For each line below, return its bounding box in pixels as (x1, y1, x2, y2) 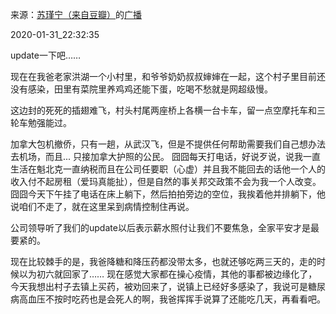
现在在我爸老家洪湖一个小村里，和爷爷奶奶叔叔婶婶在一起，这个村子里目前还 (10, 71, 326, 82)
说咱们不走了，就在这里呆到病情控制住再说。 (10, 201, 195, 212)
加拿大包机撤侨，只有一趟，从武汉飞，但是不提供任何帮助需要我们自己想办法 (10, 138, 326, 150)
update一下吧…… (10, 49, 82, 61)
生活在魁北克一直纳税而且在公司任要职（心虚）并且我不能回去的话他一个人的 (10, 163, 326, 175)
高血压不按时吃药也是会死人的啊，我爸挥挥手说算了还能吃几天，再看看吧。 (18, 293, 326, 305)
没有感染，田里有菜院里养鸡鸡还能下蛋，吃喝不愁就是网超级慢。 (10, 83, 273, 95)
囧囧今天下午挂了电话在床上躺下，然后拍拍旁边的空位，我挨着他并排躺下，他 (10, 188, 326, 200)
